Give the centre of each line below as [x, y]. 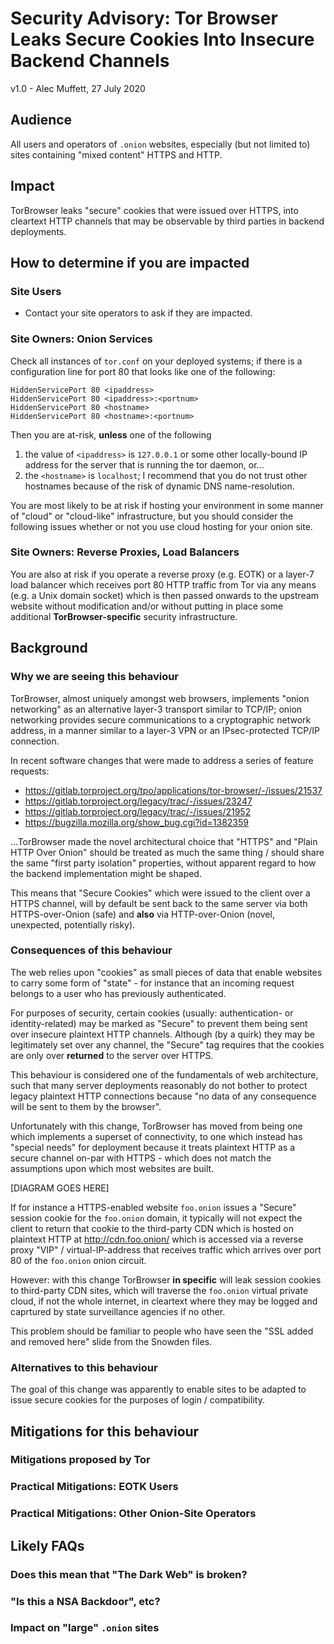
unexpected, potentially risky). [73, 924]
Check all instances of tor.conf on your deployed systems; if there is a [156, 361]
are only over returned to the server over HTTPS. [112, 1055]
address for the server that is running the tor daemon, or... [144, 464]
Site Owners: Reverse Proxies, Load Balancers [125, 552]
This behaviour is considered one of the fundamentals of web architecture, [164, 1074]
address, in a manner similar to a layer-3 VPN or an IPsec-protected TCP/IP [165, 730]
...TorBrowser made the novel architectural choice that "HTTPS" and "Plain [164, 841]
